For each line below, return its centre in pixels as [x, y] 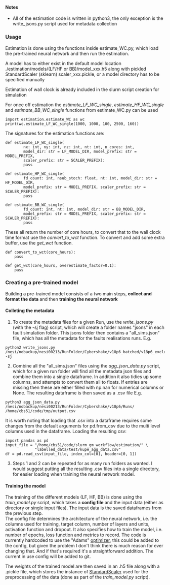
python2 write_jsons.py [30, 348]
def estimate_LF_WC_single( [35, 142]
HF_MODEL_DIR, [20, 182]
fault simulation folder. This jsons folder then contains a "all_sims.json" [86, 333]
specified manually [25, 79]
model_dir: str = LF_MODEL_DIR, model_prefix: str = [80, 151]
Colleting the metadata [30, 311]
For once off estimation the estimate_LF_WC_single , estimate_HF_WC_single [85, 105]
